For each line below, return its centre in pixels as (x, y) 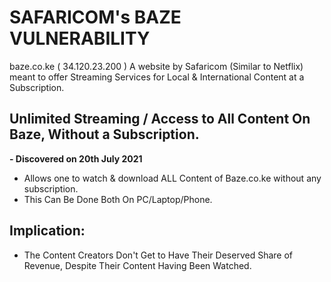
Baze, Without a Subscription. (104, 134)
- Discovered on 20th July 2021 (76, 158)
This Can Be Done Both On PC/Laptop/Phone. (118, 199)
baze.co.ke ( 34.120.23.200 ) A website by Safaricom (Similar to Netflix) (156, 66)
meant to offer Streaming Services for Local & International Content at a (157, 77)
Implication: (47, 231)
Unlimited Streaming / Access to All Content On (160, 119)
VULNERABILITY (80, 38)
